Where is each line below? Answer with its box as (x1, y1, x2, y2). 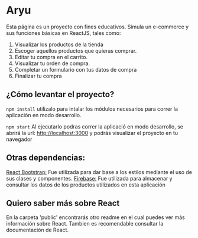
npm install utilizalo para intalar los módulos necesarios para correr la (6, 105, 178, 112)
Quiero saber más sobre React (6, 198, 120, 208)
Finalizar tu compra (14, 72, 62, 79)
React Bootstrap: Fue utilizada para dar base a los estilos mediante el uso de (6, 168, 192, 175)
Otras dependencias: (6, 153, 86, 163)
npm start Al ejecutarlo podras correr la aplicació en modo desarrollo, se (6, 123, 184, 130)
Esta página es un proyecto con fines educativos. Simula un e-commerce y (6, 23, 189, 30)
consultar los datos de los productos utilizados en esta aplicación (6, 181, 165, 188)
